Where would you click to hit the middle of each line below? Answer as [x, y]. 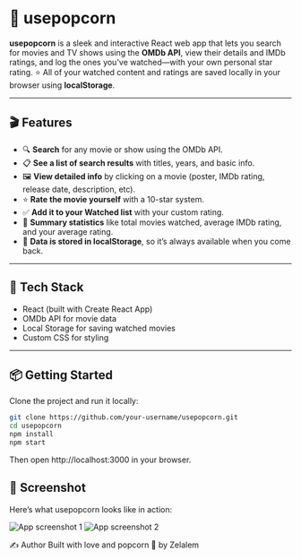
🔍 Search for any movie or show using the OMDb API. [123, 149]
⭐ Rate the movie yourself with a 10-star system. [113, 199]
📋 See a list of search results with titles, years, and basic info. [138, 163]
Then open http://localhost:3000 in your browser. [100, 460]
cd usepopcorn [36, 426]
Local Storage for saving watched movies [99, 328]
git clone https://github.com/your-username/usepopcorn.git [124, 417]
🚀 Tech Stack [47, 287]
